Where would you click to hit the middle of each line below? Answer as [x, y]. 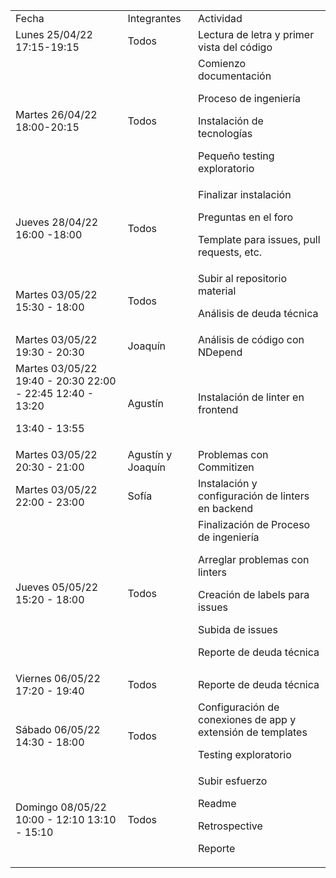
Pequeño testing [236, 156]
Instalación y [227, 483]
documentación [234, 76]
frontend [218, 409]
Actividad [220, 18]
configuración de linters [253, 496]
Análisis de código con [251, 339]
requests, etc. [230, 252]
